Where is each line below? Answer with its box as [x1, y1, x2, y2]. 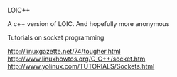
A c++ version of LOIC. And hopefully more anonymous [7, 20, 170, 28]
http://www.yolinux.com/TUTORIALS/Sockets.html [7, 62, 155, 70]
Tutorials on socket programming [7, 33, 104, 42]
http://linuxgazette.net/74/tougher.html [7, 47, 121, 55]
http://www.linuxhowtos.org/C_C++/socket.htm [7, 54, 146, 63]
